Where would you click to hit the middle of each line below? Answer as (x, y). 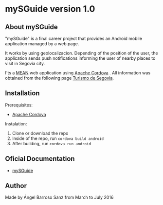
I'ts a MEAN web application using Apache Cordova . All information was (78, 73)
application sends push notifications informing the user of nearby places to (80, 58)
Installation (22, 93)
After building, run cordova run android (52, 143)
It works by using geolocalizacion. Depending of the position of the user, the (81, 53)
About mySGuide (32, 27)
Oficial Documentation (40, 159)
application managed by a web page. (42, 44)
